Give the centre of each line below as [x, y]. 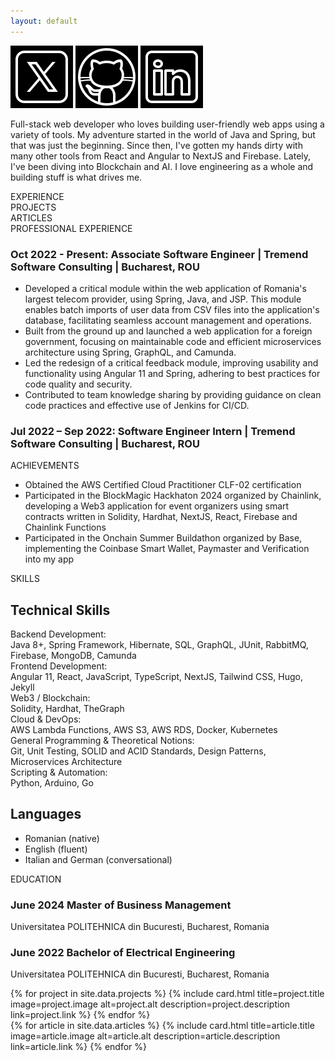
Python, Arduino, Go [52, 783]
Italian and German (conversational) [98, 859]
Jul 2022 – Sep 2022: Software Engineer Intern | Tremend [153, 431]
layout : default [44, 21]
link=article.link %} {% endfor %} [78, 1047]
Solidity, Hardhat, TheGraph [67, 709]
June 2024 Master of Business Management [121, 905]
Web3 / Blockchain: [50, 698]
